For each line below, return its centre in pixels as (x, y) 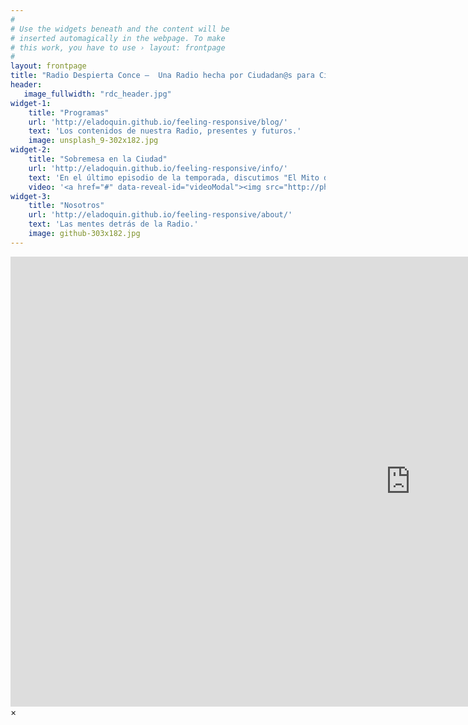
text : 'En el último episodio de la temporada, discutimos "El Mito (174, 177)
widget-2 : (31, 150)
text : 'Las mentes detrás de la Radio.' (113, 224)
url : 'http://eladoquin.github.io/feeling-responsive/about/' (160, 215)
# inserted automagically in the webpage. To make (118, 38)
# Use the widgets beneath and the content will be (120, 29)
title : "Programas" (69, 112)
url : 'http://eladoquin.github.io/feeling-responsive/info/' (158, 168)
